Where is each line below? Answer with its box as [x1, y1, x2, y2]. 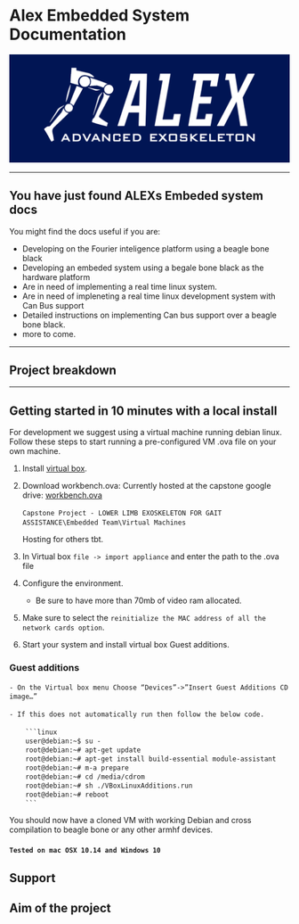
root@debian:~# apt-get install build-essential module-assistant [25, 755, 277, 763]
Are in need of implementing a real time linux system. [21, 281, 218, 292]
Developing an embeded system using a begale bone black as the [21, 262, 264, 273]
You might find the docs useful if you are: [9, 226, 161, 236]
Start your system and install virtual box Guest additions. [21, 639, 230, 650]
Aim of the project [9, 900, 111, 915]
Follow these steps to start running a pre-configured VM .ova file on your [9, 436, 277, 447]
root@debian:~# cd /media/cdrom [25, 772, 145, 781]
